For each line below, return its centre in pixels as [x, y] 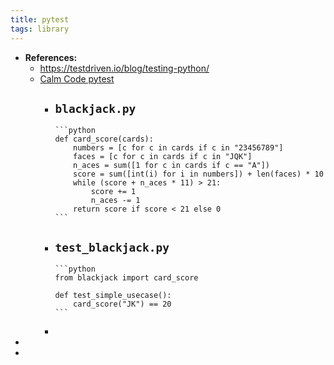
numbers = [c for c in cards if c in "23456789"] [178, 148]
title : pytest [40, 19]
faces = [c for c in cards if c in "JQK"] [163, 157]
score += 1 [113, 192]
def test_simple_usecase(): [113, 296]
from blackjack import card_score [126, 278]
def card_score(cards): [104, 139]
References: [51, 57]
